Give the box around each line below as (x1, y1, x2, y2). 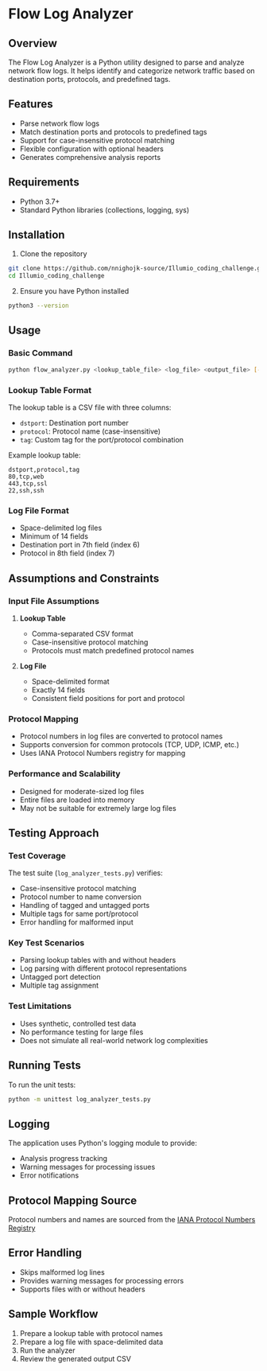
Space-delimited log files (19, 523, 103, 533)
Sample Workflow (8, 1307, 99, 1321)
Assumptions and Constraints (8, 571, 160, 585)
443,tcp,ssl (8, 479, 48, 488)
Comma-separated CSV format (31, 629, 133, 638)
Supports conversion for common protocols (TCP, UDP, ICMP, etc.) (19, 740, 240, 750)
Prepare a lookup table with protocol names (19, 1328, 163, 1338)
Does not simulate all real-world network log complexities (19, 1035, 208, 1045)
